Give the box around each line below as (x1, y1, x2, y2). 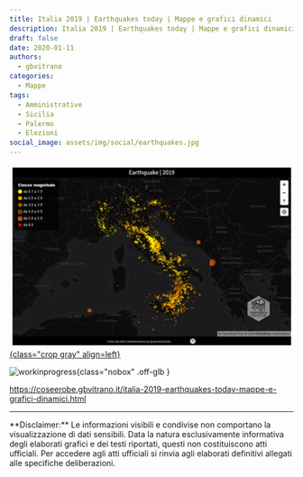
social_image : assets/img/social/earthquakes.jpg (9, 138, 200, 148)
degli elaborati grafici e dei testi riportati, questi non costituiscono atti (9, 438, 268, 449)
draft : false (9, 33, 59, 42)
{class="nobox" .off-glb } (76, 366, 170, 377)
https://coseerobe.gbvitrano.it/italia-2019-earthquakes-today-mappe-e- (9, 383, 277, 394)
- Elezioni (17, 129, 59, 138)
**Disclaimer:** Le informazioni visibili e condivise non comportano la (9, 419, 271, 430)
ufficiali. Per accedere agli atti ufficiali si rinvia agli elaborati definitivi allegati (9, 447, 293, 459)
